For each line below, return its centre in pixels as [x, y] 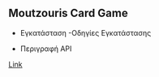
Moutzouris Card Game [68, 13]
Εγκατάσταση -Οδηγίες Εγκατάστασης [86, 32]
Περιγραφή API [46, 49]
